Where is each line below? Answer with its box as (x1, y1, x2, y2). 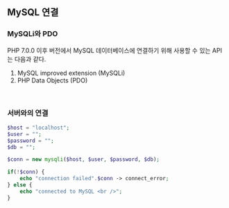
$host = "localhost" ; (7, 124, 70, 131)
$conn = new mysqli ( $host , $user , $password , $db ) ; (7, 156, 160, 163)
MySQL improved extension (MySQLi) (17, 69, 126, 77)
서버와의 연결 (7, 108, 49, 118)
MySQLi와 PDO (7, 29, 58, 39)
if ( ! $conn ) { (7, 168, 45, 175)
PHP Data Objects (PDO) (17, 76, 88, 85)
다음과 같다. (14, 55, 46, 63)
